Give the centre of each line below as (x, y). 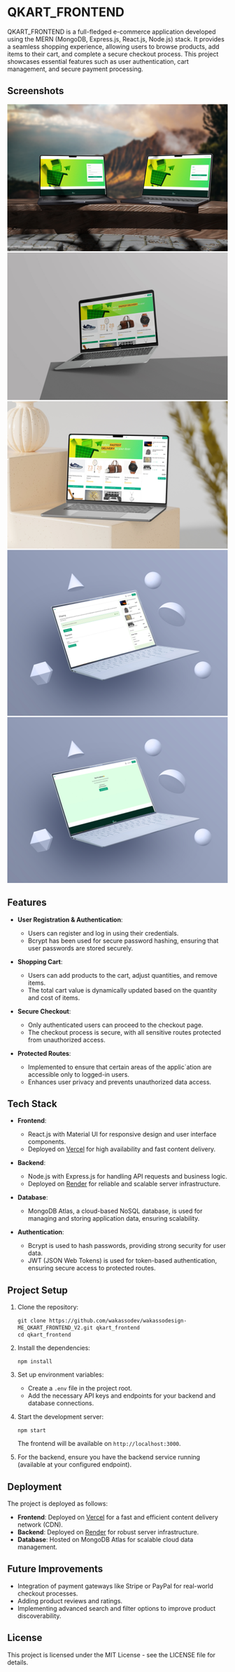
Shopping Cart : (40, 962)
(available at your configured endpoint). (74, 1465)
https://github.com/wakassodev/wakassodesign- (118, 1321)
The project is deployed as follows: (58, 1504)
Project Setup (38, 1290)
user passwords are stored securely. (80, 948)
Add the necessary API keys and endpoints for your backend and (122, 1396)
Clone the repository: (48, 1307)
